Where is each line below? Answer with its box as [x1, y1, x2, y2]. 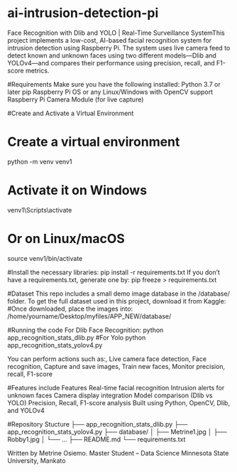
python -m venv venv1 [7, 157, 72, 166]
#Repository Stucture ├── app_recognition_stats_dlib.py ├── [7, 419, 188, 428]
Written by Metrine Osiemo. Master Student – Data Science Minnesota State [7, 449, 229, 457]
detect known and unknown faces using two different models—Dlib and [7, 51, 216, 60]
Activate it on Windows [7, 183, 148, 198]
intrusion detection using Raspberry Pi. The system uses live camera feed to [7, 43, 231, 52]
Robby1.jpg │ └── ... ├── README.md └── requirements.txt [7, 435, 186, 444]
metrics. [25, 66, 50, 75]
